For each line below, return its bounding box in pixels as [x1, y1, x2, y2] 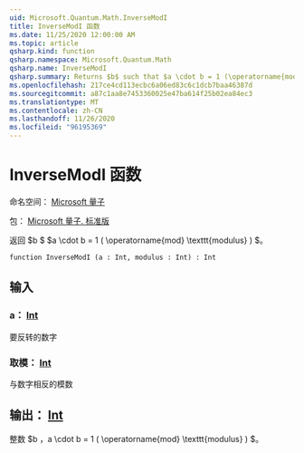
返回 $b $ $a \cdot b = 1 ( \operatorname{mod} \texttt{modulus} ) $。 [9, 235, 269, 246]
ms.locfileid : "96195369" [9, 123, 107, 132]
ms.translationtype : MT [9, 97, 100, 107]
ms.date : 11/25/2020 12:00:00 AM [9, 30, 136, 39]
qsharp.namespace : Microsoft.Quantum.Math [9, 55, 172, 64]
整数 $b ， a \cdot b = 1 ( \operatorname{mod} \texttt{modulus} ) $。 [9, 433, 264, 444]
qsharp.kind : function [9, 47, 95, 56]
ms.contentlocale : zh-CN [9, 106, 103, 115]
